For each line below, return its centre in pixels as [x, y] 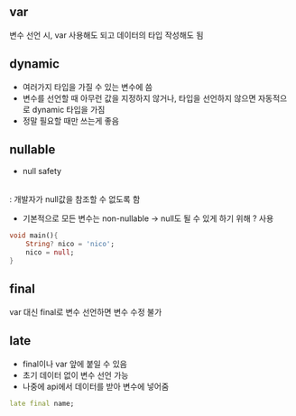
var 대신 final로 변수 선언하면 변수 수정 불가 [86, 311]
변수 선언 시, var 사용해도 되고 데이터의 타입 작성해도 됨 [106, 35]
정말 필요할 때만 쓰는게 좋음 [71, 120]
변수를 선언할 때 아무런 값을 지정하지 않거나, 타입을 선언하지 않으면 [139, 98]
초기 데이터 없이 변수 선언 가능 [75, 374]
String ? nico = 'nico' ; [70, 245]
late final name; [42, 403]
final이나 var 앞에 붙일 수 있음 [75, 364]
